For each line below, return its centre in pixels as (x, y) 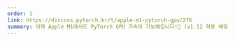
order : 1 (20, 14)
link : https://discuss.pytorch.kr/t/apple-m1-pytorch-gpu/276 (100, 20)
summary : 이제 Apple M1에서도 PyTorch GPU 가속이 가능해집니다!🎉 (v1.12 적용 (111, 26)
